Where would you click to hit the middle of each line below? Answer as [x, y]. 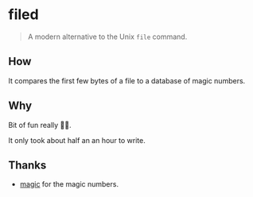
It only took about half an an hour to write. [77, 140]
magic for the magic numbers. [69, 184]
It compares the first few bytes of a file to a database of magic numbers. [127, 80]
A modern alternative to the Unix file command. [107, 37]
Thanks [27, 165]
